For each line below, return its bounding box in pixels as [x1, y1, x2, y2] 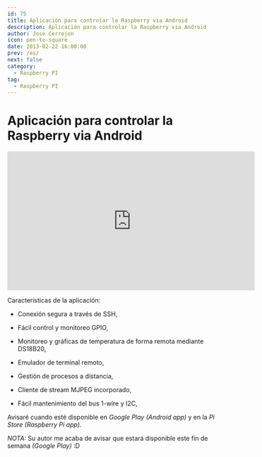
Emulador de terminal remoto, [17, 358, 105, 367]
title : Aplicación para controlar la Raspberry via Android [7, 17, 189, 24]
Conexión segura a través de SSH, [17, 310, 118, 318]
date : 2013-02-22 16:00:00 [7, 43, 87, 50]
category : [7, 63, 37, 70]
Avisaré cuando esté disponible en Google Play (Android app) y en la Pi [7, 413, 215, 422]
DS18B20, [17, 345, 47, 353]
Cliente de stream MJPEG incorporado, [17, 386, 132, 394]
